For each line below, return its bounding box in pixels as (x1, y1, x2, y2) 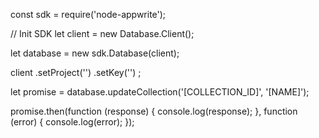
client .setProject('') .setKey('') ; (10, 67, 142, 78)
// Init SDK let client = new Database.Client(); (10, 28, 195, 39)
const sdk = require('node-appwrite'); (10, 9, 167, 20)
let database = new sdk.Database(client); (10, 47, 180, 59)
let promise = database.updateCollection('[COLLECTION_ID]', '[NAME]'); (10, 86, 310, 98)
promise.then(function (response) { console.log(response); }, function (10, 105, 298, 117)
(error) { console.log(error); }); (10, 116, 135, 128)
